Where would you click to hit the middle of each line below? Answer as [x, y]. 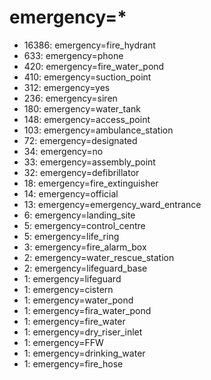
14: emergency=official [71, 193]
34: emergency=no [63, 151]
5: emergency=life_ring [71, 236]
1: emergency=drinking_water [84, 353]
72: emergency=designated [80, 140]
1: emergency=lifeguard [72, 278]
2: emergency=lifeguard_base [85, 268]
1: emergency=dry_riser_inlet [83, 332]
